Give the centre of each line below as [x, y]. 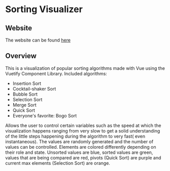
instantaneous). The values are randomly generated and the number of [79, 141]
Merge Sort [24, 105]
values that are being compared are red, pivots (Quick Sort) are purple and [83, 157]
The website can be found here [38, 40]
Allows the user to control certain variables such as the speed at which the [83, 125]
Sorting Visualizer [44, 9]
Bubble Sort [25, 94]
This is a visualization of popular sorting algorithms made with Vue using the [85, 68]
